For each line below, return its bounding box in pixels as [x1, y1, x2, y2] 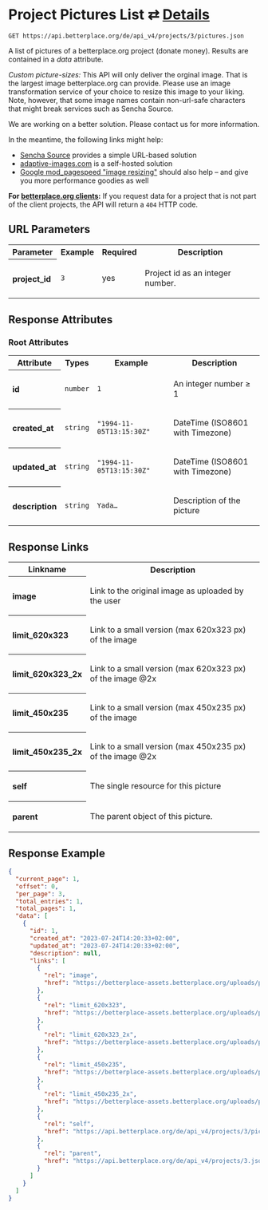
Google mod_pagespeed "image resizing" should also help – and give [19, 167, 249, 176]
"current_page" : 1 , [15, 875, 81, 883]
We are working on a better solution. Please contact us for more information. [8, 119, 260, 129]
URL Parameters [8, 223, 90, 236]
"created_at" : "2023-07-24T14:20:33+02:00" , [29, 934, 180, 943]
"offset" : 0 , [15, 882, 59, 891]
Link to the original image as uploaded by [89, 585, 244, 596]
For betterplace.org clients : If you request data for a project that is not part [8, 191, 257, 200]
